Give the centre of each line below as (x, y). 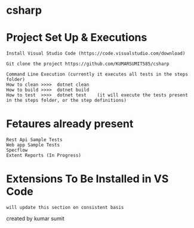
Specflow (17, 150)
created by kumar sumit (35, 218)
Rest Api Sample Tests (34, 140)
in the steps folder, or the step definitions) (67, 101)
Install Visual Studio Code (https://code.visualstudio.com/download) (96, 54)
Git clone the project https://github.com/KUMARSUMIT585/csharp (88, 64)
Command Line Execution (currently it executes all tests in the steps (97, 74)
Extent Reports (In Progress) (44, 155)
